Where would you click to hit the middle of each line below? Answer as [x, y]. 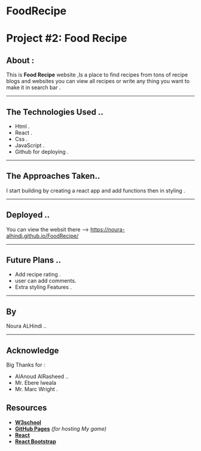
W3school [28, 422]
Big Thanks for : [26, 365]
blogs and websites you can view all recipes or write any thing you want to [98, 81]
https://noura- [107, 229]
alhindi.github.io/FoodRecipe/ [42, 236]
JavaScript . [30, 145]
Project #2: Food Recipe [67, 39]
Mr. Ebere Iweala [36, 383]
